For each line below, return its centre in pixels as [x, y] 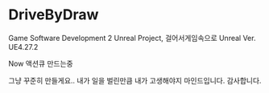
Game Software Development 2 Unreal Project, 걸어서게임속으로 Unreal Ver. [132, 38]
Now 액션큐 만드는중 [41, 63]
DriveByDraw [54, 15]
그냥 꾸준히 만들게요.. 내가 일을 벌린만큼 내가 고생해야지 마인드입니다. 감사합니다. [135, 80]
